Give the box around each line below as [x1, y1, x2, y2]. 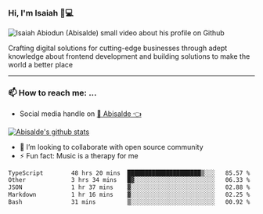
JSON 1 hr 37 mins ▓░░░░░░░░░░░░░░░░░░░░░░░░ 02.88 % [8, 183, 250, 191]
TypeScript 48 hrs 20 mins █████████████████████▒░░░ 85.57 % [8, 169, 250, 177]
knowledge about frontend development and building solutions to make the [8, 52, 250, 61]
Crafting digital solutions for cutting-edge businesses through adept [8, 43, 228, 53]
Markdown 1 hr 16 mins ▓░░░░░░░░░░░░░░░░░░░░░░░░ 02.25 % [8, 191, 250, 199]
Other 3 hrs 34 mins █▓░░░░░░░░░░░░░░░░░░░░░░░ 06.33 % [8, 176, 250, 184]
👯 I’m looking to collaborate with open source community [19, 142, 204, 151]
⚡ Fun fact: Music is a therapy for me [19, 151, 139, 160]
